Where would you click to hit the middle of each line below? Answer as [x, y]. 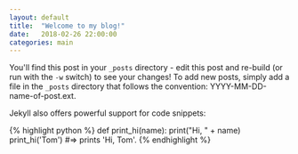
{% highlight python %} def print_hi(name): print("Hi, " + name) [125, 131]
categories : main [41, 42]
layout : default [39, 17]
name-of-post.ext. [43, 96]
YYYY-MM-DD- [238, 86]
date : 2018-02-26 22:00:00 [63, 34]
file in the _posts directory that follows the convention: [109, 86]
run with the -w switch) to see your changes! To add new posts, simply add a [149, 77]
